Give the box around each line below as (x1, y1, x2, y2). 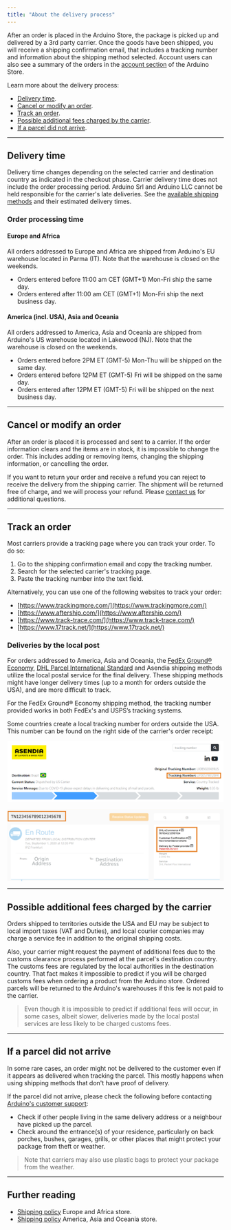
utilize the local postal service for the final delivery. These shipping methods (7, 670, 223, 679)
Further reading (7, 1189, 76, 1201)
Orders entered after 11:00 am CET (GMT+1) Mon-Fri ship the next (16, 289, 204, 298)
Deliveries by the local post (7, 641, 100, 650)
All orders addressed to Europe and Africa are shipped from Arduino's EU (7, 247, 215, 255)
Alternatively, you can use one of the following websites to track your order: (7, 588, 222, 596)
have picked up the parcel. (16, 1120, 93, 1128)
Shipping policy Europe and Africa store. (16, 1207, 132, 1216)
